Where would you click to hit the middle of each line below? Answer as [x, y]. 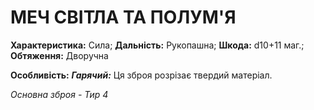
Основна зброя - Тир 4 [59, 94]
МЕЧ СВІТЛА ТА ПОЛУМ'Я [123, 17]
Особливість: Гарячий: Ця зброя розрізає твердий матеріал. [141, 75]
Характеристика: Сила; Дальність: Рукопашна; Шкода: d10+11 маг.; [157, 45]
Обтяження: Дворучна [59, 55]
